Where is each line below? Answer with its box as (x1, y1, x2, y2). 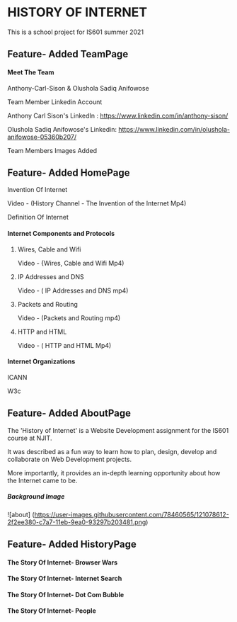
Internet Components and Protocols (7, 229, 115, 237)
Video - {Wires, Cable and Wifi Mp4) (17, 259, 125, 267)
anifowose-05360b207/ (7, 132, 76, 141)
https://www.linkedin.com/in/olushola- (117, 125, 230, 133)
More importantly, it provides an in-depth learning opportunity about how (7, 468, 221, 477)
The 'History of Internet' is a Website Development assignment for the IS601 (7, 426, 229, 434)
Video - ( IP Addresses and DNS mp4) (17, 286, 129, 295)
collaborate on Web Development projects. (7, 455, 132, 463)
